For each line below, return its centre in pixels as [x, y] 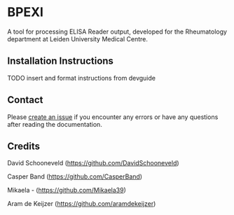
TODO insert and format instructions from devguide [82, 78]
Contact [25, 100]
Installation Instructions [61, 61]
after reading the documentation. [55, 124]
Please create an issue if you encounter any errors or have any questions [113, 117]
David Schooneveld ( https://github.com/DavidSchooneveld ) [94, 163]
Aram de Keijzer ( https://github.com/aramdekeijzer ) [82, 204]
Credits [24, 146]
